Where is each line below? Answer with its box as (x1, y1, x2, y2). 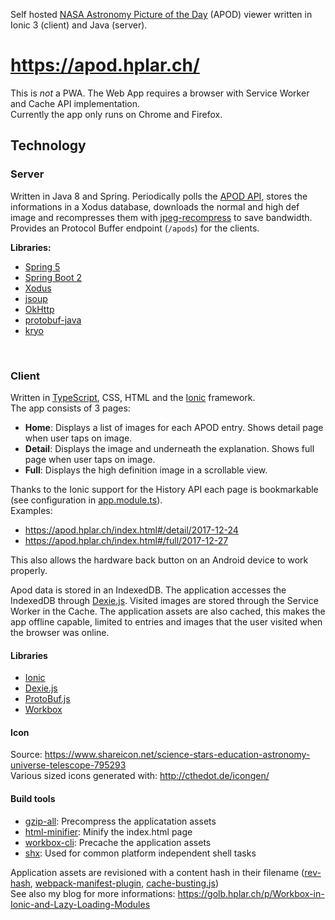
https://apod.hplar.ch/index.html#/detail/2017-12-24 (24, 524, 239, 536)
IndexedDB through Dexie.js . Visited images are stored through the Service (10, 594, 319, 606)
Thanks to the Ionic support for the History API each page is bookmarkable (10, 483, 319, 495)
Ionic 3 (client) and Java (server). (10, 19, 148, 31)
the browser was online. (10, 626, 110, 638)
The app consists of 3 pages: (10, 402, 131, 414)
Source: (10, 749, 43, 761)
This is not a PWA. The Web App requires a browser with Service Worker (10, 87, 310, 99)
